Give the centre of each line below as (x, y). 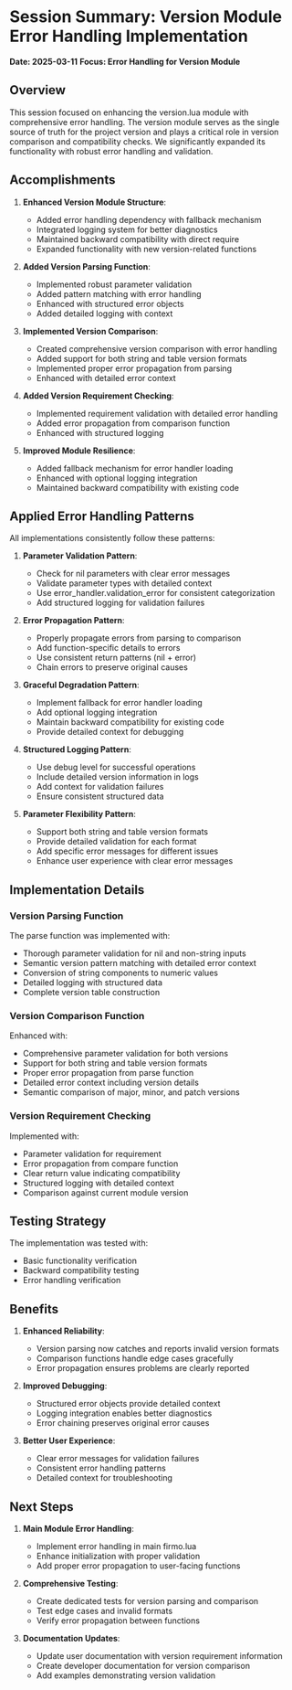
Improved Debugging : (65, 1386)
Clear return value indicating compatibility (101, 1173)
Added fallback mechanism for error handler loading (135, 468)
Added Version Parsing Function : (86, 266)
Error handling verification (72, 1281)
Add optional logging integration (97, 712)
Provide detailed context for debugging (110, 732)
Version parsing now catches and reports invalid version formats (158, 1349)
